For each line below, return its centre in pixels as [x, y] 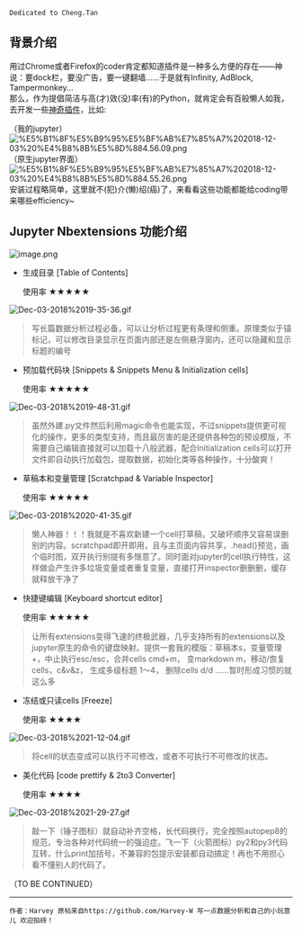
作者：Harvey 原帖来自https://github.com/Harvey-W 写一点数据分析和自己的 [140, 911]
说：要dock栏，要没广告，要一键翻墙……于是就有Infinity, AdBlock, [132, 77]
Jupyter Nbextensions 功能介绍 [98, 232]
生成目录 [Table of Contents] [75, 272]
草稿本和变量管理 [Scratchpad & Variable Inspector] [118, 478]
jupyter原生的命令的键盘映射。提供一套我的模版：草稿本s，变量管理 [157, 647]
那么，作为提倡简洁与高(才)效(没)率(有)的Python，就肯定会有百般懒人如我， [149, 98]
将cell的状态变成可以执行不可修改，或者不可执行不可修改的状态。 [152, 756]
